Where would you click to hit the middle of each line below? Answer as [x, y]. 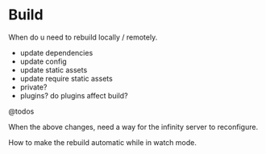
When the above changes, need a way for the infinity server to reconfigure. [133, 127]
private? [33, 87]
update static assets [54, 69]
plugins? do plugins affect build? [74, 95]
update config [43, 61]
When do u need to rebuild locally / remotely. [83, 37]
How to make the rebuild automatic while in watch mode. [103, 142]
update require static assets [66, 78]
